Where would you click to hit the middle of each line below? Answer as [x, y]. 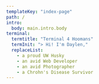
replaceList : [27, 50]
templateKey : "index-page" [39, 12]
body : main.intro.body [39, 28]
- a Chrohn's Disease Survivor [55, 72]
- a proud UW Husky [41, 56]
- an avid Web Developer [47, 61]
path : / [16, 17]
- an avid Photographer [46, 67]
